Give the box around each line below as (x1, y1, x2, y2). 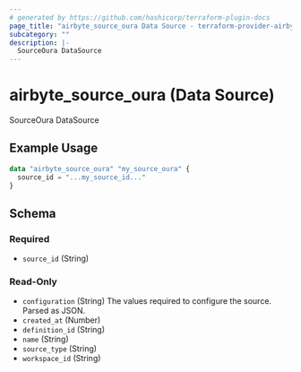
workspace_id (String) (21, 353, 101, 364)
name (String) (21, 333, 69, 345)
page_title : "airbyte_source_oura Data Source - (9, 22, 194, 30)
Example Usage (9, 141, 99, 156)
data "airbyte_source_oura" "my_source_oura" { (9, 164, 191, 173)
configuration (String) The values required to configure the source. (21, 296, 271, 307)
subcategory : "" (9, 30, 70, 39)
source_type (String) (21, 343, 97, 354)
